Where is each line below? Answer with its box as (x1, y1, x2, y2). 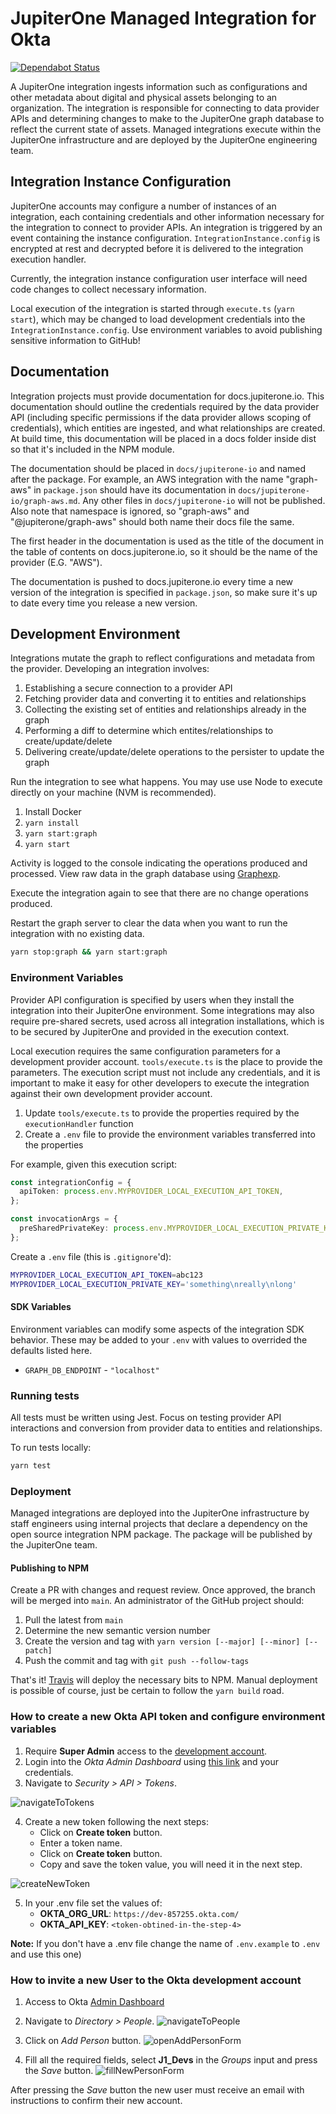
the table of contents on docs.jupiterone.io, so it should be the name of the (10, 545, 318, 557)
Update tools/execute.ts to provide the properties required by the (24, 1107, 300, 1119)
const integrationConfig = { (10, 1177, 132, 1187)
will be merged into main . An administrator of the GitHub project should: (10, 1595, 305, 1607)
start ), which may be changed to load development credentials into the (10, 313, 306, 325)
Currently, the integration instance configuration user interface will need (10, 272, 308, 284)
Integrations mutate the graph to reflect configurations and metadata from (10, 652, 316, 664)
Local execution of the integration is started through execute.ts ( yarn (10, 302, 295, 314)
